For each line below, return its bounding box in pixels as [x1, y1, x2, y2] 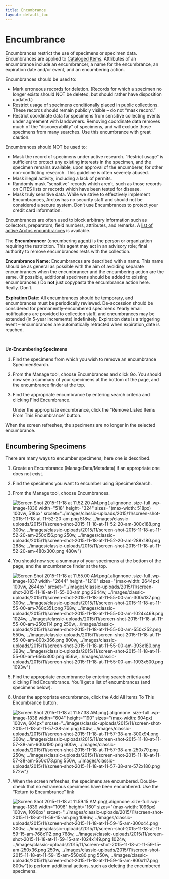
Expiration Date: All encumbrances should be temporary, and [5, 295, 133, 301]
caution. [12, 134, 30, 140]
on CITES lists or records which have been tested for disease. [12, 186, 141, 192]
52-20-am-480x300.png [12, 548, 65, 554]
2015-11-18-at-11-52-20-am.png [12, 516, 79, 522]
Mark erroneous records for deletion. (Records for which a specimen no [12, 86, 162, 92]
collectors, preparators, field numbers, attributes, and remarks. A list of [5, 222, 153, 228]
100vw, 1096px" [12, 809, 46, 815]
